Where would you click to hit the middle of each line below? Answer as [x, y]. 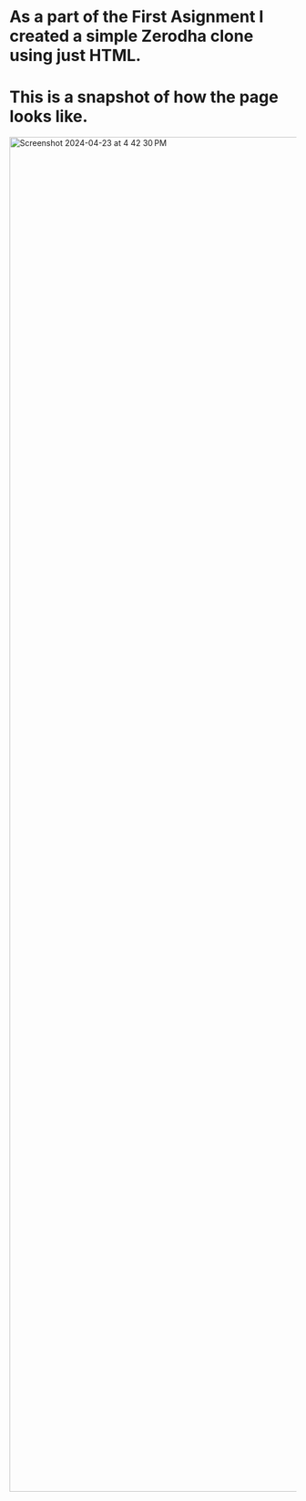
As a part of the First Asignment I [137, 17]
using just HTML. [75, 56]
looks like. [49, 117]
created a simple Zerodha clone [132, 36]
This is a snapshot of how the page [144, 97]
